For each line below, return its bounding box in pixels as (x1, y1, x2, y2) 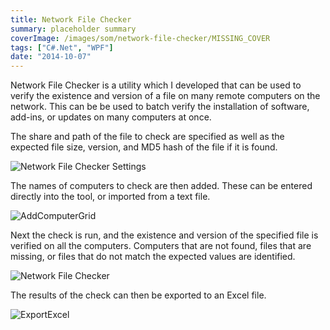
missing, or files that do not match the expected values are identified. (10, 251, 296, 263)
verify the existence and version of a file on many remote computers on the (10, 90, 321, 102)
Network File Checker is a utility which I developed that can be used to (10, 79, 302, 91)
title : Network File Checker (10, 14, 132, 25)
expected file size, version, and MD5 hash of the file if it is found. (10, 141, 278, 153)
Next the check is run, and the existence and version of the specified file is (10, 229, 319, 241)
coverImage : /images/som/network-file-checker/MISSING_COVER (10, 33, 271, 43)
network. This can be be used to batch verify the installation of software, (10, 101, 310, 113)
